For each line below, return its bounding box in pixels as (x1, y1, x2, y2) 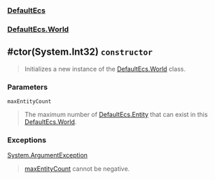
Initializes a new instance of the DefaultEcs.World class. (24, 64, 186, 73)
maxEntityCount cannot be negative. (24, 165, 130, 173)
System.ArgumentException (7, 151, 88, 160)
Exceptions (7, 135, 47, 145)
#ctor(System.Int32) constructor (7, 46, 153, 58)
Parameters (7, 82, 48, 92)
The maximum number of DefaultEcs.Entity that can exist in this (24, 110, 208, 118)
